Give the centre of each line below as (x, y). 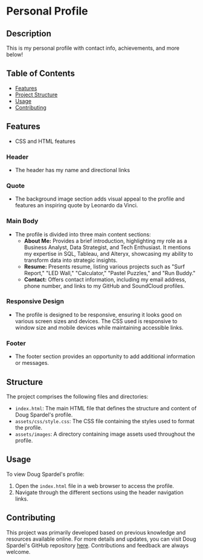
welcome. (18, 552)
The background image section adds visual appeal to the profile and (100, 199)
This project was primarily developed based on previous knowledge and (96, 532)
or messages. (32, 363)
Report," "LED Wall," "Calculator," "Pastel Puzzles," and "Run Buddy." (110, 273)
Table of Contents (41, 74)
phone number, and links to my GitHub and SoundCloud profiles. (104, 285)
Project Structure (36, 95)
